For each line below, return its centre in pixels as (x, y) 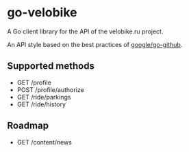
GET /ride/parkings (44, 97)
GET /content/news (44, 142)
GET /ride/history (41, 104)
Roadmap (28, 126)
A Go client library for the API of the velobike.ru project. (85, 31)
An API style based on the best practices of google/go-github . (95, 44)
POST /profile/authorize (50, 89)
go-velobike (42, 13)
